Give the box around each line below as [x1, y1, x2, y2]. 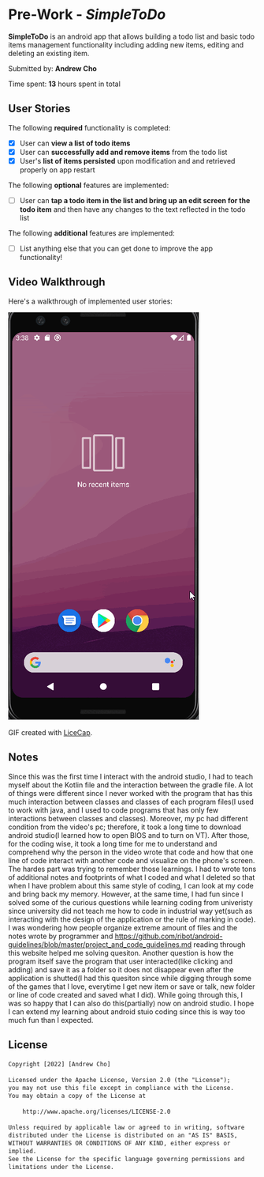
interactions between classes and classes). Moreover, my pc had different [8, 813, 248, 823]
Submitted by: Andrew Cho [8, 63, 97, 73]
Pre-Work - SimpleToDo [8, 6, 166, 24]
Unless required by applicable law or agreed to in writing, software [8, 1123, 245, 1131]
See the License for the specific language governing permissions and [8, 1155, 245, 1163]
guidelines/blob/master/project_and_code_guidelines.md [8, 939, 192, 949]
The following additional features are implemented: [8, 228, 175, 238]
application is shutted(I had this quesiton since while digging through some [8, 973, 252, 983]
